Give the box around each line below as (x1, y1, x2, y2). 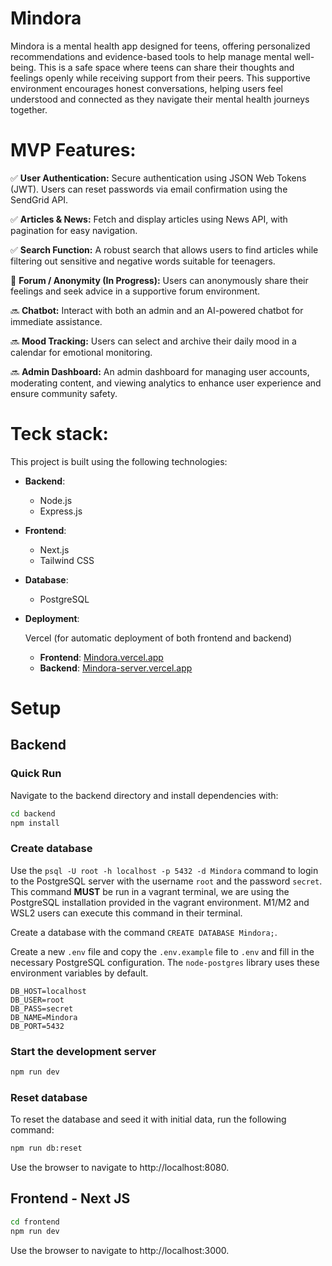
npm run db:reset (10, 1143, 83, 1154)
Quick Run (10, 767, 62, 781)
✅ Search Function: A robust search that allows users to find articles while (10, 243, 319, 256)
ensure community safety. (10, 387, 118, 399)
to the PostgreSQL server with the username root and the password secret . (10, 875, 323, 887)
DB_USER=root (10, 995, 65, 1005)
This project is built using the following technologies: (10, 455, 228, 467)
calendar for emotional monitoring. (10, 346, 153, 358)
